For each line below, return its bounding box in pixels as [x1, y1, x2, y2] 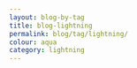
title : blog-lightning [9, 21, 93, 30]
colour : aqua [9, 37, 57, 47]
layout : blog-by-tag [9, 12, 86, 22]
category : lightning [9, 46, 86, 55]
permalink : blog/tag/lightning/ [9, 29, 128, 38]
